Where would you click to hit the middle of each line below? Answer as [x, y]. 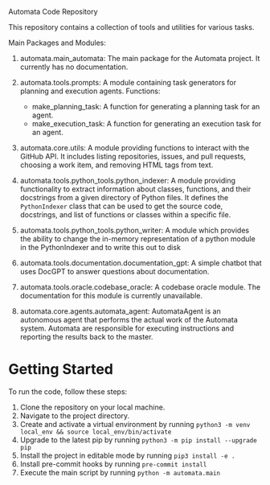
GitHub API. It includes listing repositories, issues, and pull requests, [133, 156]
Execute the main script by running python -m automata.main [120, 472]
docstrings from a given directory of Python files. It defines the [124, 197]
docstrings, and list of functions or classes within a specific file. [125, 215]
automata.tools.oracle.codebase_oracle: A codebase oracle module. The [140, 287]
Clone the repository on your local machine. [92, 407]
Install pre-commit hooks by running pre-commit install [113, 464]
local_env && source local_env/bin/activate [96, 432]
